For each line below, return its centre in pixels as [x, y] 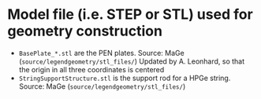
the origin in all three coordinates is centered [91, 69]
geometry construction [85, 31]
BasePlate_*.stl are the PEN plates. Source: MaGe [101, 53]
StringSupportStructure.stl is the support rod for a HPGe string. [125, 78]
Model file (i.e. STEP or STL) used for [130, 15]
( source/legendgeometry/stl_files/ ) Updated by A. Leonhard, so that [132, 61]
